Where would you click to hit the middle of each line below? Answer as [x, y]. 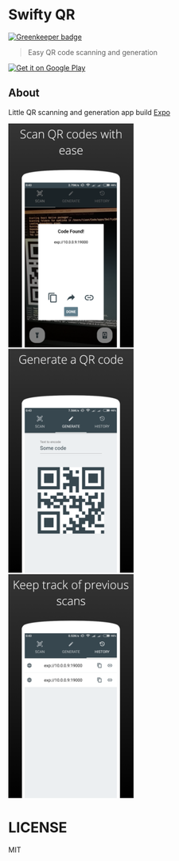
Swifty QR [42, 15]
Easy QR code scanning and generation [92, 52]
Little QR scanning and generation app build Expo [89, 112]
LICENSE [38, 827]
